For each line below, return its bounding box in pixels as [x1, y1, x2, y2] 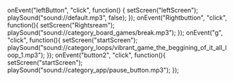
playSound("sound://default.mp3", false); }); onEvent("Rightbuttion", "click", [7, 13, 228, 22]
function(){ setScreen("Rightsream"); [7, 21, 115, 29]
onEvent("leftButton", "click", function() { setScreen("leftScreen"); [7, 6, 199, 14]
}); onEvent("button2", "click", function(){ [47, 51, 166, 59]
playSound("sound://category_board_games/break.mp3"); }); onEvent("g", [7, 28, 223, 37]
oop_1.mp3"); [7, 51, 46, 59]
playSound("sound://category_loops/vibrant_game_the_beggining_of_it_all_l [7, 44, 227, 51]
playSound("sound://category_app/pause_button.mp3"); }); [7, 66, 180, 74]
